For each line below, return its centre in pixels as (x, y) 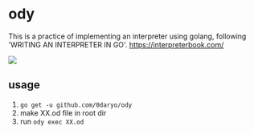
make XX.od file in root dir (63, 112)
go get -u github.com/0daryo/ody (76, 105)
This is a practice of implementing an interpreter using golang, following (127, 36)
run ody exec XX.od (52, 121)
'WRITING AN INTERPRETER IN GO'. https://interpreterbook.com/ (116, 44)
